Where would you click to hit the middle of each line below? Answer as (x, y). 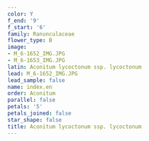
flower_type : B (30, 41)
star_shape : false (35, 120)
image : (17, 47)
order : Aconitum (31, 93)
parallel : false (31, 100)
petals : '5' (25, 107)
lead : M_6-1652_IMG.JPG (43, 73)
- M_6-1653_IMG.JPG (36, 61)
